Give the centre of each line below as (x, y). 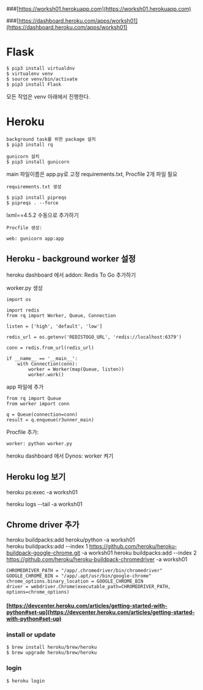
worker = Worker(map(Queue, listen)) (76, 369)
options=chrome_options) (38, 592)
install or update (31, 634)
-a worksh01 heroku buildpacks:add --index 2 (139, 553)
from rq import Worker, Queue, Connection (61, 315)
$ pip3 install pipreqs (37, 197)
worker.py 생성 (24, 288)
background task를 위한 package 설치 (51, 139)
